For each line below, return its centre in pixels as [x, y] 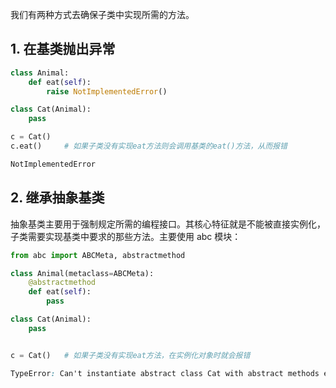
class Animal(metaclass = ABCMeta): [82, 273]
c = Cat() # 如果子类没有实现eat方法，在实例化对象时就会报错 [130, 355]
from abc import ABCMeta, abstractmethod [98, 255]
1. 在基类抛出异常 [63, 49]
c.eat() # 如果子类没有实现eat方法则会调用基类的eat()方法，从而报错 [149, 146]
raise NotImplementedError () [107, 91]
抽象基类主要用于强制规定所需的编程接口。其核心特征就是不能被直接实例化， [168, 224]
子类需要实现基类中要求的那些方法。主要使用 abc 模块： [126, 236]
